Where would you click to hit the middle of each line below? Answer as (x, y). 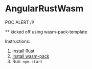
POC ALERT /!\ (20, 22)
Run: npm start (27, 61)
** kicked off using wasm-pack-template (46, 32)
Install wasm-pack (31, 56)
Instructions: (18, 41)
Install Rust (23, 51)
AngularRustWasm (44, 9)
